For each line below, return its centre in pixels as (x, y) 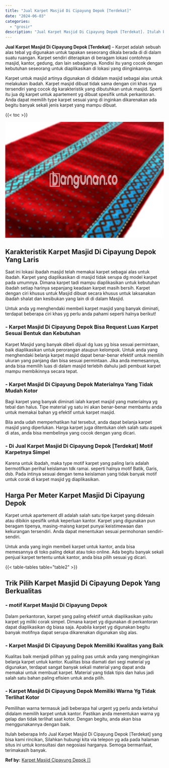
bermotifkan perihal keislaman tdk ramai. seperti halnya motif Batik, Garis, (82, 469)
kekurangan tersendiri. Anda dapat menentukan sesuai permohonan (76, 532)
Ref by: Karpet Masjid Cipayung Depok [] (48, 760)
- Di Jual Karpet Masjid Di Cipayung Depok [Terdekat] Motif (79, 446)
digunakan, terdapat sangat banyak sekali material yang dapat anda (75, 667)
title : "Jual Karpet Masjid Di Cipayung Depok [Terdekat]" (68, 11)
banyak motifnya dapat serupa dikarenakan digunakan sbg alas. (71, 632)
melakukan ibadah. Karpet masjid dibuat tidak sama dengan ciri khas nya (81, 84)
